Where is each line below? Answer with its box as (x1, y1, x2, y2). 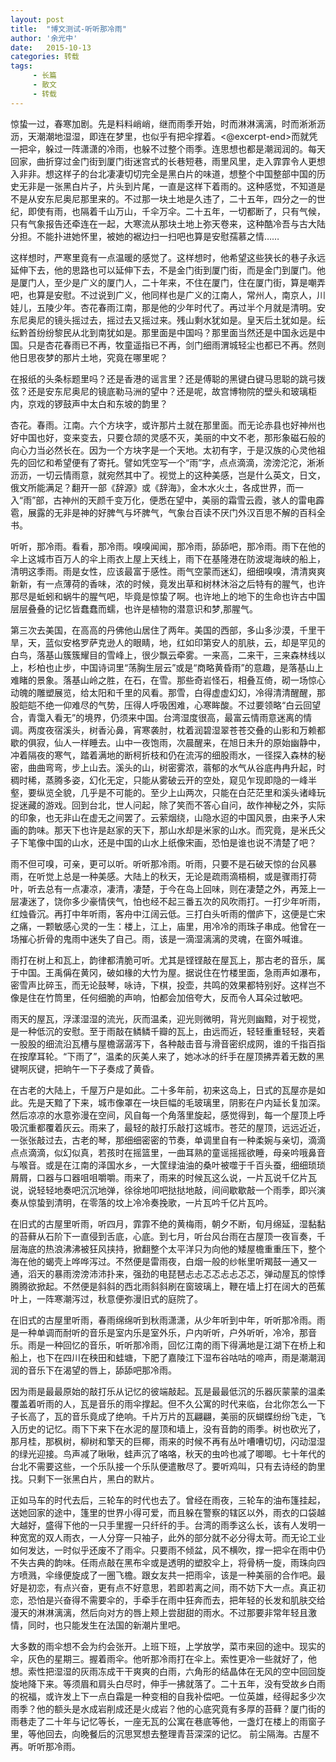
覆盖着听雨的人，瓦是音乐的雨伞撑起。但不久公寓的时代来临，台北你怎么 (10, 1397, 308, 1410)
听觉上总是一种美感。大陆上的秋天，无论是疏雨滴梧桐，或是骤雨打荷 (36, 870, 317, 882)
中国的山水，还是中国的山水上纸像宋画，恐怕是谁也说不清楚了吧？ (44, 836, 317, 848)
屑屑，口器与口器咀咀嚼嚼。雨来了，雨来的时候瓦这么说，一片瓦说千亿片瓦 (10, 1171, 317, 1183)
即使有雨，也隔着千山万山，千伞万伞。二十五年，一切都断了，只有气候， (27, 205, 326, 217)
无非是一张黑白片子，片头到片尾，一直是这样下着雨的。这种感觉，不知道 (18, 180, 317, 192)
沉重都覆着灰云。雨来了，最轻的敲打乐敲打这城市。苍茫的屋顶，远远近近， (18, 1121, 326, 1133)
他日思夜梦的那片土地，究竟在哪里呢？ (10, 351, 168, 363)
